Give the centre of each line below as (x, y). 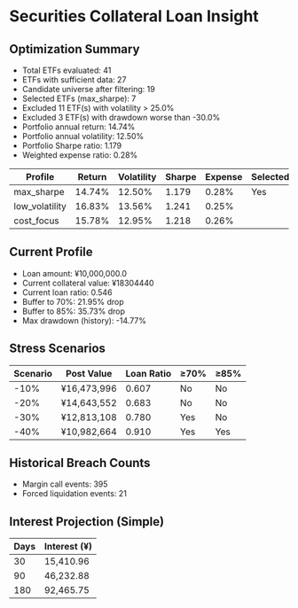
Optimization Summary (74, 49)
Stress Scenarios (58, 349)
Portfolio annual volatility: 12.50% (83, 136)
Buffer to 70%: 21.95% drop (73, 301)
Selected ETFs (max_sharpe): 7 (79, 98)
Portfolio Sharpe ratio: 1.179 (72, 145)
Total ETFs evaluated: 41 (67, 70)
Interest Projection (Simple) (87, 522)
